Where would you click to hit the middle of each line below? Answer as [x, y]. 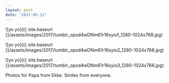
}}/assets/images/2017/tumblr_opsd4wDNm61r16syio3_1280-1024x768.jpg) [85, 65]
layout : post [19, 10]
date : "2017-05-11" [26, 15]
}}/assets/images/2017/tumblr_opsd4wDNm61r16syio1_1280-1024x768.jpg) [84, 35]
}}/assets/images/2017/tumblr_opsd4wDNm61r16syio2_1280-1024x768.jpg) [85, 50]
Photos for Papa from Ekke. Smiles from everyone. [58, 75]
